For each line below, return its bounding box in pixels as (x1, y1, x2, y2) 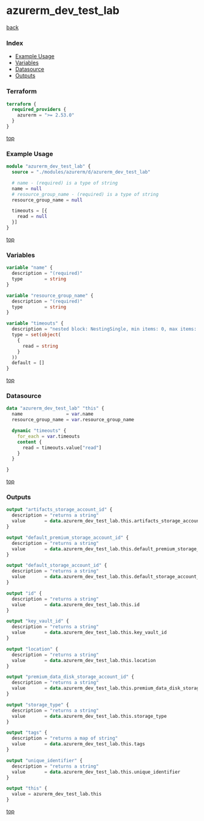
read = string (22, 343, 59, 349)
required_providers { (12, 107, 67, 113)
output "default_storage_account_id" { (6, 563, 107, 569)
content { (17, 439, 42, 445)
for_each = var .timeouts (17, 433, 80, 439)
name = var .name (12, 411, 94, 417)
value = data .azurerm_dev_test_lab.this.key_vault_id (12, 629, 167, 636)
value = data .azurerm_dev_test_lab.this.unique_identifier (12, 769, 181, 775)
